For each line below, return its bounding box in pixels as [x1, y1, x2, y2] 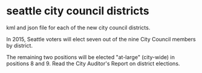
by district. [6, 42, 33, 49]
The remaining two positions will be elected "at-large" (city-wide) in [6, 53, 175, 60]
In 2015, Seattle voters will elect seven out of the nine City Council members [6, 35, 196, 42]
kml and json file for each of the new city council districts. [6, 24, 151, 31]
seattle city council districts [6, 4, 149, 18]
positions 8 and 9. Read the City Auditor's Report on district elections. [6, 60, 180, 67]
